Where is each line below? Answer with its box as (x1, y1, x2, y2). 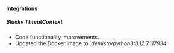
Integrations (6, 5, 38, 12)
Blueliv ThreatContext (6, 18, 63, 26)
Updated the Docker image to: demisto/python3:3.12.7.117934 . (14, 39, 169, 47)
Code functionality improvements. (14, 33, 99, 40)
